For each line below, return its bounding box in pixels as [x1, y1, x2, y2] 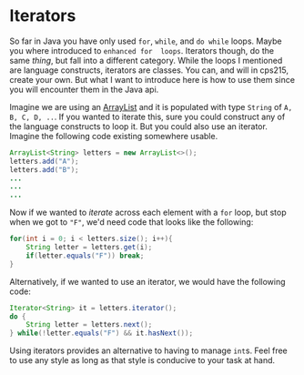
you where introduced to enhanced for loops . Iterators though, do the [9, 45, 275, 56]
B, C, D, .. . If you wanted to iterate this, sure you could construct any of [9, 111, 286, 122]
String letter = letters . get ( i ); [25, 243, 153, 252]
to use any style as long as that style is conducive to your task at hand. [9, 355, 276, 366]
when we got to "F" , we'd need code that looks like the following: [9, 217, 254, 228]
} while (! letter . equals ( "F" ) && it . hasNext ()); [9, 329, 194, 338]
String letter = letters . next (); [25, 320, 153, 329]
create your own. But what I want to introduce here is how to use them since [9, 74, 296, 85]
